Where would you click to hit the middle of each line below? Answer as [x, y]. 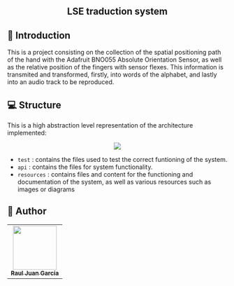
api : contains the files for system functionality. [85, 167]
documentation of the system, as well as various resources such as [114, 182]
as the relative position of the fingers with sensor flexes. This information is [115, 67]
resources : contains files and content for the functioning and [105, 175]
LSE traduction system [117, 12]
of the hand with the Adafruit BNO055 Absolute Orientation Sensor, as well [115, 60]
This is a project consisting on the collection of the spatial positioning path [114, 53]
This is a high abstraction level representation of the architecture [100, 125]
